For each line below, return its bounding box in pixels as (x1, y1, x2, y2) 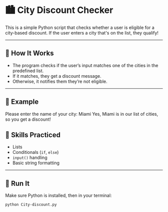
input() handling (12, 154, 47, 161)
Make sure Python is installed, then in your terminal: (5, 192, 112, 198)
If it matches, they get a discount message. (12, 73, 101, 79)
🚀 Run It (5, 179, 30, 187)
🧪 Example (5, 98, 39, 106)
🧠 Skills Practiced (5, 130, 61, 139)
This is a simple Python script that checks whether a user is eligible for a (5, 24, 154, 31)
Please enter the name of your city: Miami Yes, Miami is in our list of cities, (5, 111, 158, 117)
